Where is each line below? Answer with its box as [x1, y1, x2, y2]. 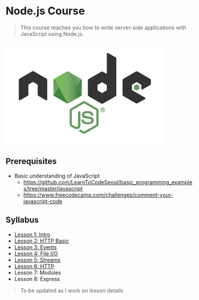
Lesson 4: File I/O [14, 250, 58, 257]
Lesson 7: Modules [14, 269, 61, 276]
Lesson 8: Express [14, 275, 61, 282]
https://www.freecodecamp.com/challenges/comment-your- [23, 191, 173, 198]
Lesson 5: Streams [14, 256, 61, 264]
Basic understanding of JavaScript [14, 172, 100, 179]
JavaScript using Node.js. [20, 30, 85, 37]
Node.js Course [5, 4, 85, 18]
